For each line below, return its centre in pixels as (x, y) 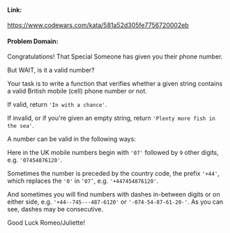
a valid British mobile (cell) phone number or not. (77, 91)
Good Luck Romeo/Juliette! (46, 223)
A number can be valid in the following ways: (71, 139)
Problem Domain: (33, 41)
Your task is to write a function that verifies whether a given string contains (115, 84)
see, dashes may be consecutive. (55, 209)
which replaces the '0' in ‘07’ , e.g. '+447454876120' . (83, 181)
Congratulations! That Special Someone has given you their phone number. (115, 57)
